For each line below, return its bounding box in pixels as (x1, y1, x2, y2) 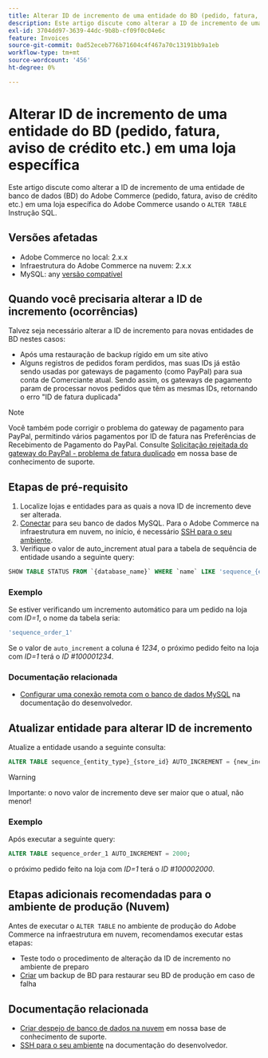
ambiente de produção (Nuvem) (8, 900, 170, 913)
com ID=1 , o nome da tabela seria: (8, 613, 120, 623)
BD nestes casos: (8, 335, 66, 344)
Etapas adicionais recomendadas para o (8, 887, 211, 901)
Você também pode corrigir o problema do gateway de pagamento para (8, 423, 245, 433)
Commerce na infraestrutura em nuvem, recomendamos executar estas (8, 929, 243, 939)
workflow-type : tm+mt (8, 49, 81, 57)
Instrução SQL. (8, 208, 57, 217)
